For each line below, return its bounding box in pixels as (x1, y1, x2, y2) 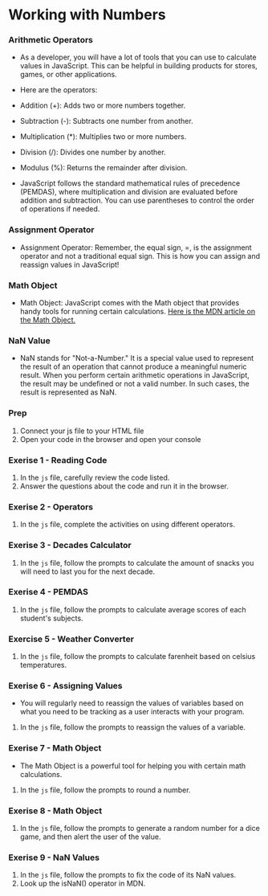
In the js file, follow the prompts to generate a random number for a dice (19, 824, 261, 833)
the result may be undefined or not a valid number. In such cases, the (19, 379, 250, 389)
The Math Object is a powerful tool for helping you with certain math (19, 761, 246, 771)
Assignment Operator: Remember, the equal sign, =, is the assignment (19, 243, 252, 252)
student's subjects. (19, 613, 83, 623)
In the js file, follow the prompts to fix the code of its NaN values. (19, 870, 237, 880)
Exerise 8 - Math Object (8, 805, 103, 816)
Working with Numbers (8, 6, 166, 24)
